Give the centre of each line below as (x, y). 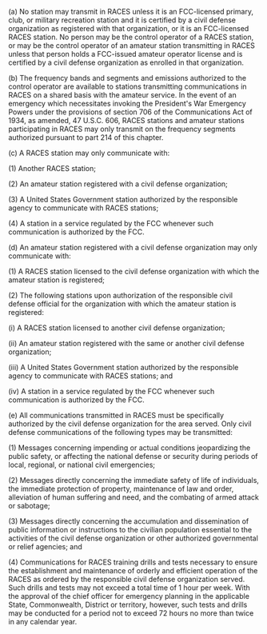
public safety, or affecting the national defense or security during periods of (133, 456)
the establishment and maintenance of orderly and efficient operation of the (133, 570)
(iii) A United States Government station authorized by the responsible (124, 367)
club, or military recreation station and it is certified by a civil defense (122, 20)
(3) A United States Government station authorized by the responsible (123, 199)
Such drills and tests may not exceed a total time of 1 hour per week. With (129, 588)
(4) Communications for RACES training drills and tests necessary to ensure (133, 562)
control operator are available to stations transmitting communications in (128, 86)
